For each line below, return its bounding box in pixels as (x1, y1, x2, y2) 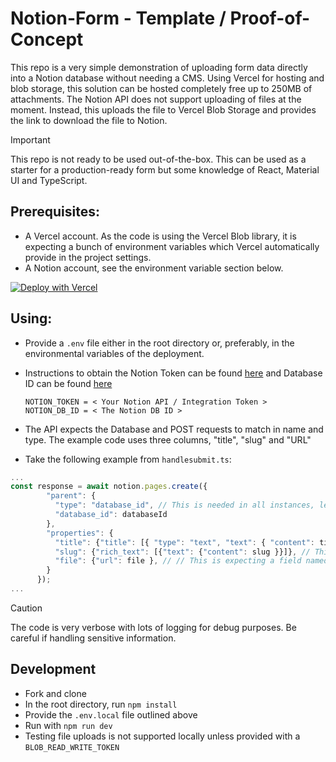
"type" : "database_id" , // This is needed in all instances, (54, 500, 315, 511)
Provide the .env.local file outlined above (24, 708, 198, 721)
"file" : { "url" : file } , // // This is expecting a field (54, 556, 302, 566)
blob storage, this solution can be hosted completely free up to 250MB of (10, 82, 313, 94)
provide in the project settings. (24, 251, 152, 263)
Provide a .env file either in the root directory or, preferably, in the (24, 337, 295, 349)
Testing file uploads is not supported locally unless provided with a (24, 730, 301, 742)
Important (10, 133, 51, 146)
